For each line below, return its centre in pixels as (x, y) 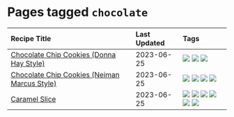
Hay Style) (28, 63)
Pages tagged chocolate (78, 12)
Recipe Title (31, 38)
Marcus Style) (34, 83)
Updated (150, 42)
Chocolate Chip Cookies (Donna (63, 54)
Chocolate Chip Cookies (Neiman (65, 75)
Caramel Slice (33, 99)
